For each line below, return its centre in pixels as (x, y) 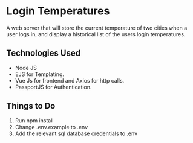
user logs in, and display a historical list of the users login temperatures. (96, 34)
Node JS (26, 68)
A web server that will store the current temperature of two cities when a (97, 28)
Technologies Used (43, 53)
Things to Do (31, 106)
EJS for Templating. (40, 74)
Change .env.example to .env (51, 127)
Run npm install (34, 120)
